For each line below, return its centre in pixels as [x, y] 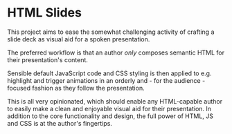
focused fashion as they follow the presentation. [76, 88]
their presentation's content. [48, 59]
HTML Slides [44, 13]
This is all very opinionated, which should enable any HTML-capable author [115, 101]
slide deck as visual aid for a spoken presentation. [79, 39]
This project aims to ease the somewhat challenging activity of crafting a [111, 32]
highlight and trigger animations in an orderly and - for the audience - [106, 80]
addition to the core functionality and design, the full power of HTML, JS [110, 116]
